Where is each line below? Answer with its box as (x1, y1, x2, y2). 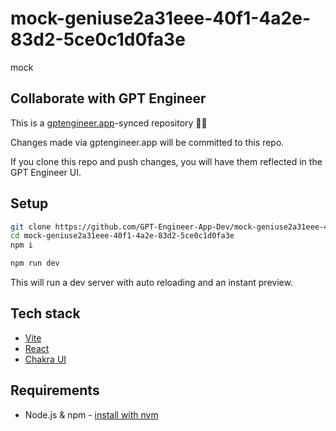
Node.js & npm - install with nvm (24, 408, 159, 421)
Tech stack (10, 305, 81, 322)
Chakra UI (24, 353, 67, 365)
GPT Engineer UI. (10, 166, 82, 178)
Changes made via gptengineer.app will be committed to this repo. (10, 136, 285, 148)
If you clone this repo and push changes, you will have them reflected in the (10, 155, 323, 167)
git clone (10, 222, 52, 232)
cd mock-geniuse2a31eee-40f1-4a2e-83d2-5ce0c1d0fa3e (10, 231, 235, 241)
